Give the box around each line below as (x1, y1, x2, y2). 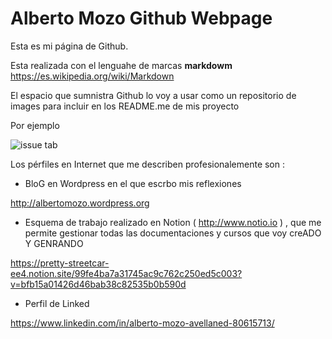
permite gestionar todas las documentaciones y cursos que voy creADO (24, 227, 322, 239)
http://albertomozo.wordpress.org (10, 197, 150, 209)
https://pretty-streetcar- (10, 257, 110, 269)
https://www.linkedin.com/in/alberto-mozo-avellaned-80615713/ (10, 317, 275, 329)
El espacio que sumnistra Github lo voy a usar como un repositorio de (10, 89, 297, 101)
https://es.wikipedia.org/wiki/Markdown (10, 70, 175, 82)
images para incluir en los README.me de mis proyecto (10, 100, 240, 112)
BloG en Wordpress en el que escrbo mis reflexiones (24, 177, 242, 189)
